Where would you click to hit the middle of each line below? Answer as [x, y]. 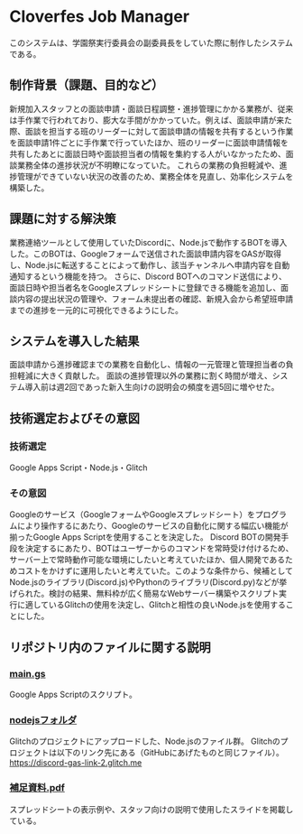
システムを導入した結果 [74, 341]
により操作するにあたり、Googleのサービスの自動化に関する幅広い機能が [152, 526]
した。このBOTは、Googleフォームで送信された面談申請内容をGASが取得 [146, 254]
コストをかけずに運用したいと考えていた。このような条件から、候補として [155, 571]
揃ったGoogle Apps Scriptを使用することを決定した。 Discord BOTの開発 [145, 537]
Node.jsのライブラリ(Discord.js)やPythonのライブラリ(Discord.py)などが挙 [148, 582]
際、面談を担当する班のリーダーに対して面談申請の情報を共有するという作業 [151, 131]
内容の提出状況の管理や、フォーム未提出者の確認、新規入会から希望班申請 [155, 299]
